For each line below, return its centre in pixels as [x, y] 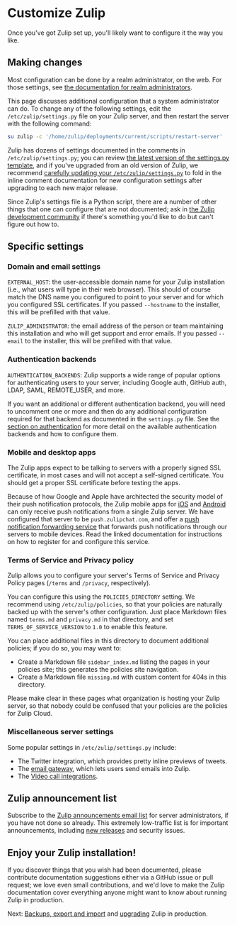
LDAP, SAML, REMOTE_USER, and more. [66, 390]
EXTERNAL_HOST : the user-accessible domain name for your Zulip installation [116, 282]
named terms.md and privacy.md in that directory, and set [90, 619]
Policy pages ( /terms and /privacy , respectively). [79, 583]
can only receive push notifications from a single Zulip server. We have [111, 511]
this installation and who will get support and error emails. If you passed [112, 333]
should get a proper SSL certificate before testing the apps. [94, 482]
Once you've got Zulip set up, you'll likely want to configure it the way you [115, 33]
